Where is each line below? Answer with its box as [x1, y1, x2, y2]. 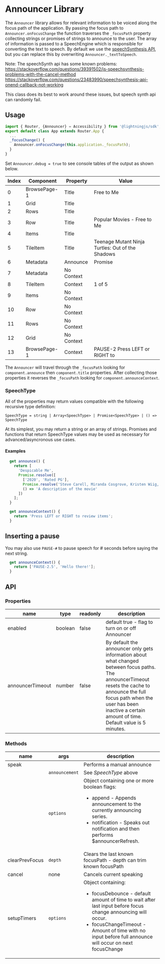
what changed [105, 657, 139, 664]
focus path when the [105, 694, 153, 701]
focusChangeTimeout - [91, 921, 146, 928]
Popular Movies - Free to [94, 216, 152, 223]
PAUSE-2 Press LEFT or [94, 346, 150, 352]
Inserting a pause [5, 532, 60, 540]
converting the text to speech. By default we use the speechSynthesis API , [5, 46, 156, 52]
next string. [5, 550, 28, 556]
